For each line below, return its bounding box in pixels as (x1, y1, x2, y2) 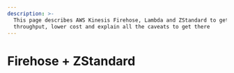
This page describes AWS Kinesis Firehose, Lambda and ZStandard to (13, 17, 217, 24)
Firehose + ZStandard (7, 53, 136, 69)
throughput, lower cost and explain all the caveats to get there (13, 23, 210, 30)
